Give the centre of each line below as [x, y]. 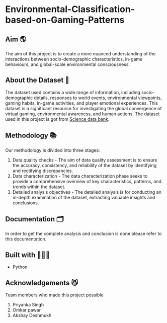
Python [20, 267]
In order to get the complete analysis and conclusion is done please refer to [83, 234]
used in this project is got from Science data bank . [57, 119]
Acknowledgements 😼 [42, 283]
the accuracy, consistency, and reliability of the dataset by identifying [85, 165]
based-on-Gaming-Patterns [65, 20]
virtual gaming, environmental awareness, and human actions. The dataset [82, 114]
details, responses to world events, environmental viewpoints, [98, 98]
